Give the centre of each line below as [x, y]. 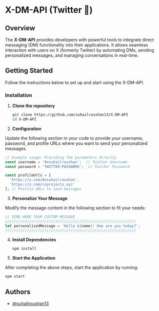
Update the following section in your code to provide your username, [74, 138]
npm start [15, 277]
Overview [20, 28]
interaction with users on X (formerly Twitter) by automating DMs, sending [80, 50]
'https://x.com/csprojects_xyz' [42, 185]
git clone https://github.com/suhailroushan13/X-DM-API [70, 115]
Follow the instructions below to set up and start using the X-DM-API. [75, 82]
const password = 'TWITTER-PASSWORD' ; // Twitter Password [68, 167]
